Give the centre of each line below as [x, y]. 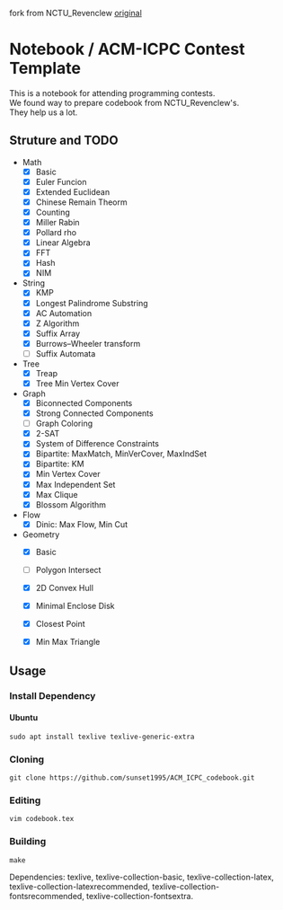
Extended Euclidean [73, 191]
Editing [25, 800]
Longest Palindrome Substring [92, 303]
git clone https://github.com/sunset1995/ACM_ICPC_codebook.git [132, 777]
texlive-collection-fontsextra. [140, 896]
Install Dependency [53, 696]
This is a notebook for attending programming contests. [112, 93]
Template [45, 69]
